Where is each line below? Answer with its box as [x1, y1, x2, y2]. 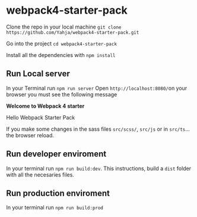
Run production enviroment [6, 188, 110, 198]
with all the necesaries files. [6, 171, 74, 178]
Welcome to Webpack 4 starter [6, 102, 85, 109]
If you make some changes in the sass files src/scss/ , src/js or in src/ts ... [6, 125, 190, 133]
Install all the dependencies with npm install [6, 51, 116, 58]
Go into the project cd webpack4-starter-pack [6, 40, 117, 47]
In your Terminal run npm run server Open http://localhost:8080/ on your [6, 84, 188, 92]
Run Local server [6, 69, 70, 79]
